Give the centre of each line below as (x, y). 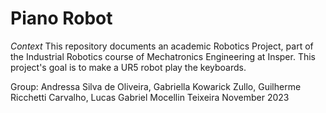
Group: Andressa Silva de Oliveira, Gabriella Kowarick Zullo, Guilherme (156, 86)
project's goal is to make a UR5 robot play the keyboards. (128, 67)
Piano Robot (61, 18)
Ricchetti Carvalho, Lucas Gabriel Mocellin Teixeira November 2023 (150, 97)
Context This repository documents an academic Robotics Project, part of (162, 46)
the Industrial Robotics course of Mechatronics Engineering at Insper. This (163, 56)
